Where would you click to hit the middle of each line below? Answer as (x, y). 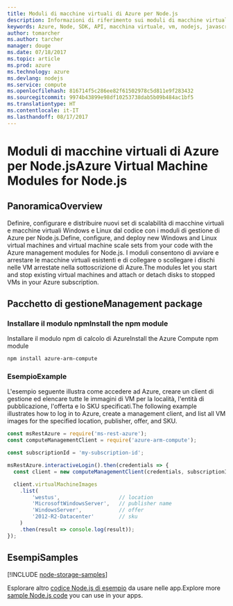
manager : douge (29, 46)
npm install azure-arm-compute (52, 359)
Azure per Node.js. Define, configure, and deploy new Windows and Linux (112, 237)
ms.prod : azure (29, 65)
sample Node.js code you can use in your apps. (75, 595)
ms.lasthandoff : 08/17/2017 (48, 117)
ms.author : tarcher (35, 40)
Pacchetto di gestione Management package (105, 304)
